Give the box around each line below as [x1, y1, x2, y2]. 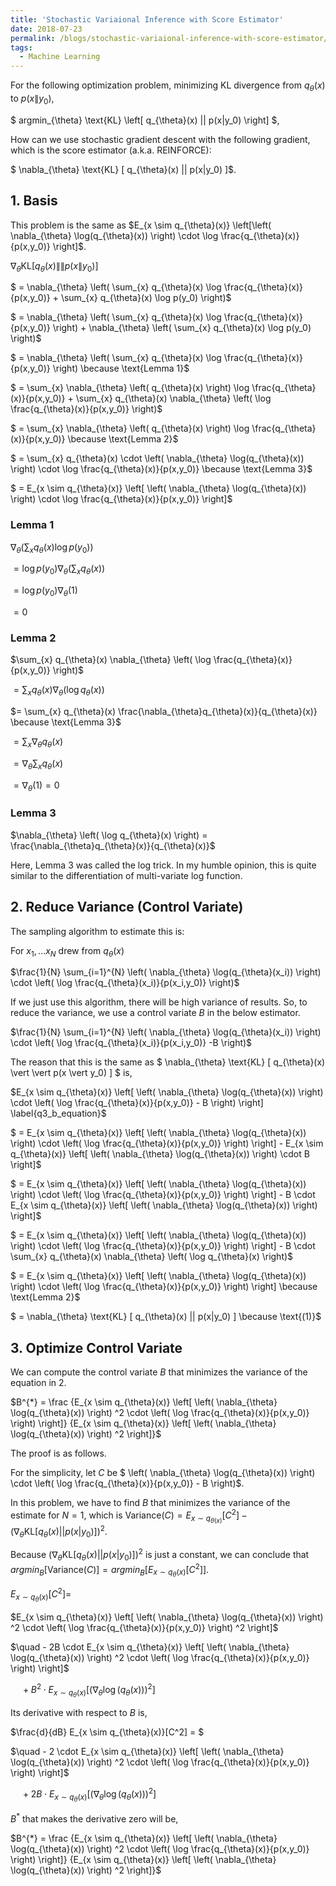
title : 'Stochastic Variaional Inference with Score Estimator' [10, 14, 284, 25]
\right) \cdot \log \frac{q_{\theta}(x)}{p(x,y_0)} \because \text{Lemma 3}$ [10, 463, 313, 475]
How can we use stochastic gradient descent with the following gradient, [10, 133, 311, 145]
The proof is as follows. [10, 1447, 107, 1460]
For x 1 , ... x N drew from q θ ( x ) [10, 944, 125, 959]
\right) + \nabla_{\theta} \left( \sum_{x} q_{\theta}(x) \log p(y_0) [52, 322, 312, 334]
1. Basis [10, 192, 58, 210]
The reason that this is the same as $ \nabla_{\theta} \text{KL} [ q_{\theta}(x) [10, 1056, 326, 1068]
